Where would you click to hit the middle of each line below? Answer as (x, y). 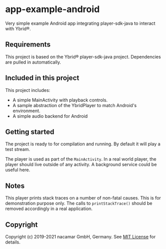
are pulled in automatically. (33, 62)
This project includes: (28, 90)
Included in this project (42, 78)
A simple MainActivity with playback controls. (60, 100)
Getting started (30, 132)
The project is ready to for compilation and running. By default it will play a (83, 144)
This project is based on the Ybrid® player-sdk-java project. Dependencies (83, 57)
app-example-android (53, 9)
